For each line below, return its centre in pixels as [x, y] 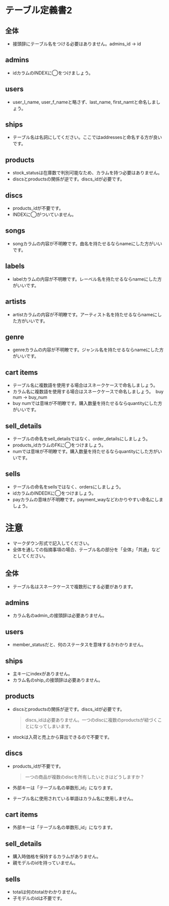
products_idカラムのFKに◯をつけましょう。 [59, 445]
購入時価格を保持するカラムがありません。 [57, 856]
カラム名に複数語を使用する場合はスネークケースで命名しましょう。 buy [88, 392]
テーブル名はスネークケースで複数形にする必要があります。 [74, 586]
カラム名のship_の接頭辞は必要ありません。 [58, 680]
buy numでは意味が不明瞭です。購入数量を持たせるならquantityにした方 [87, 403]
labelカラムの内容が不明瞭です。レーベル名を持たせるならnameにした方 [87, 279]
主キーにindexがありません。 [43, 673]
